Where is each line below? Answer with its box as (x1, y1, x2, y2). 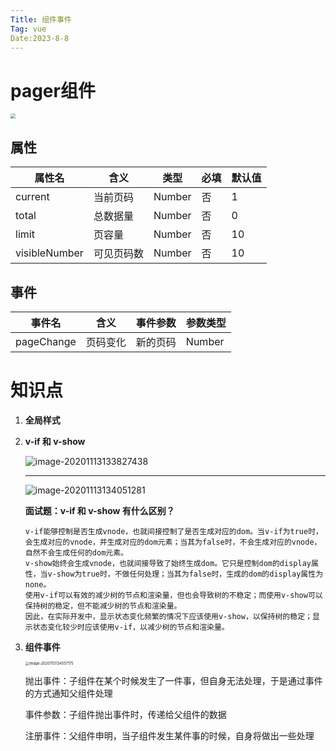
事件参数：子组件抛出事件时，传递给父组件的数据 (24, 709, 227, 721)
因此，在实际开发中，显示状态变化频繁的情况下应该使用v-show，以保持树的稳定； (24, 611, 313, 621)
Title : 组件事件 (10, 14, 72, 25)
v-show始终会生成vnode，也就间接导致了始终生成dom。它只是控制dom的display (24, 558, 312, 568)
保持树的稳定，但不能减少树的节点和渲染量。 (24, 601, 182, 611)
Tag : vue (10, 24, 47, 34)
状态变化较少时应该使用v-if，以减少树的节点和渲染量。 (32, 622, 230, 632)
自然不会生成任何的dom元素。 (24, 547, 128, 558)
